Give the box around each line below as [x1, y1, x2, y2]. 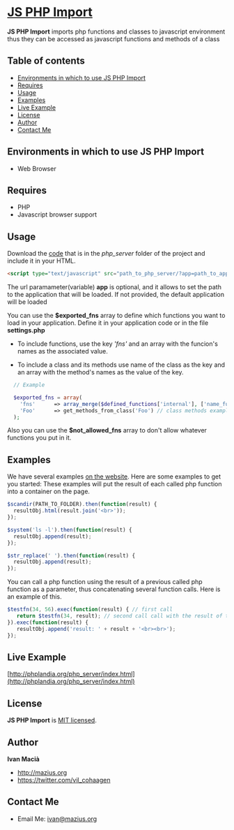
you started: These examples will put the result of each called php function [7, 480, 222, 488]
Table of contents [7, 55, 85, 67]
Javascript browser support [17, 210, 97, 219]
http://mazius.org [17, 768, 68, 776]
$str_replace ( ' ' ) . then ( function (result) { [7, 552, 136, 559]
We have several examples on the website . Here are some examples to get [7, 472, 221, 481]
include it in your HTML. [7, 256, 77, 265]
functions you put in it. [7, 434, 72, 442]
